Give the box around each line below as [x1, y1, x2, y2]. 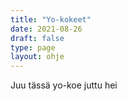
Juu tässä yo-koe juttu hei [10, 79, 118, 91]
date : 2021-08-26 [10, 24, 83, 34]
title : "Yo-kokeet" [10, 14, 92, 25]
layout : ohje [10, 52, 65, 62]
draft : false [10, 33, 65, 43]
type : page [10, 42, 56, 53]
